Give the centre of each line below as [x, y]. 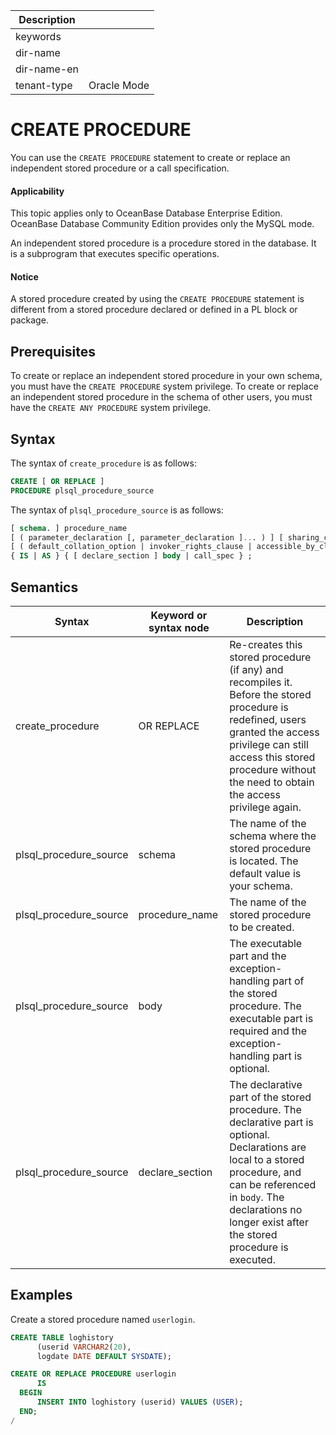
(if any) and [256, 670]
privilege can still [269, 745]
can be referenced [273, 1185]
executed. [252, 1260]
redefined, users [268, 720]
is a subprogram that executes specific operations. [115, 254]
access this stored [272, 757]
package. [29, 320]
